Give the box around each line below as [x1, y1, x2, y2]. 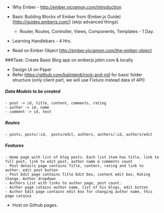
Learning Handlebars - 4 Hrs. [12, 38, 72, 44]
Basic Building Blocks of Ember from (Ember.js [12, 14, 107, 19]
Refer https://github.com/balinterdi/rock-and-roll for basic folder [12, 72, 142, 78]
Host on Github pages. [12, 202, 58, 208]
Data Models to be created [5, 88, 60, 94]
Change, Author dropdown [5, 176, 56, 181]
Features [5, 142, 24, 148]
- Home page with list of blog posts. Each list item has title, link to [5, 154, 160, 159]
